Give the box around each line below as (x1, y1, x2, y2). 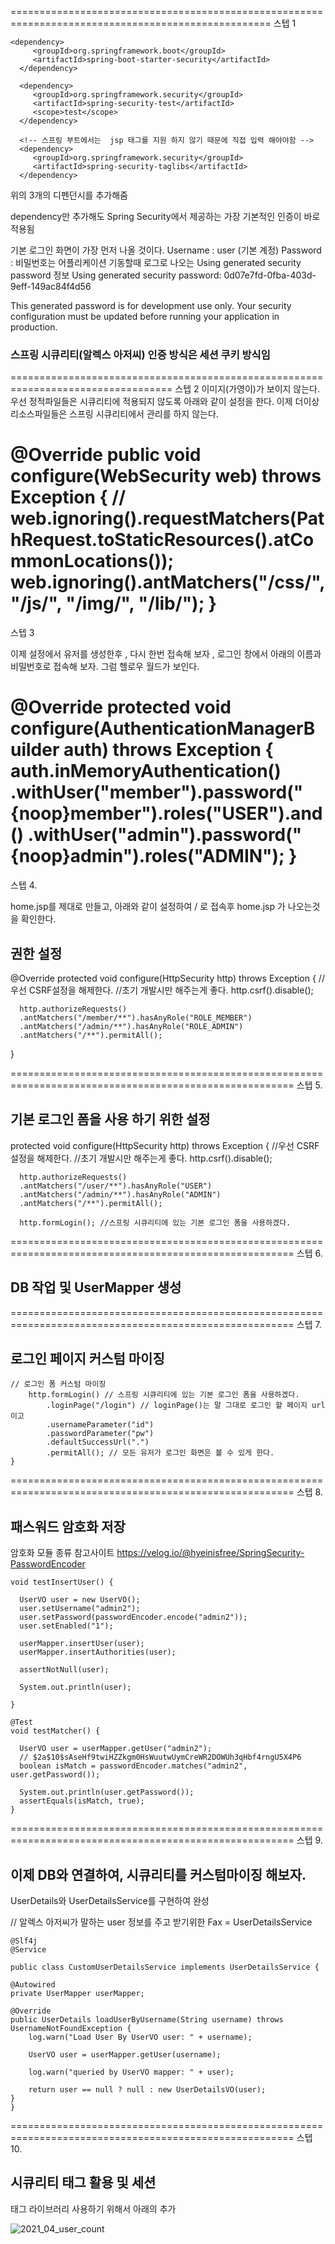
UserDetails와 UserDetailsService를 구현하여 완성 (10, 1895, 210, 1907)
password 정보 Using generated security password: (10, 269, 222, 281)
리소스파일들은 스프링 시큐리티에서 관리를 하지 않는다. (10, 408, 219, 420)
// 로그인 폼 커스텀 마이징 (10, 1379, 107, 1390)
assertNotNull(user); (19, 1665, 110, 1675)
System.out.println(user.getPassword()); (19, 1787, 195, 1798)
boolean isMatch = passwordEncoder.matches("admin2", (19, 1761, 248, 1771)
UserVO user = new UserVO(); (19, 1595, 141, 1605)
